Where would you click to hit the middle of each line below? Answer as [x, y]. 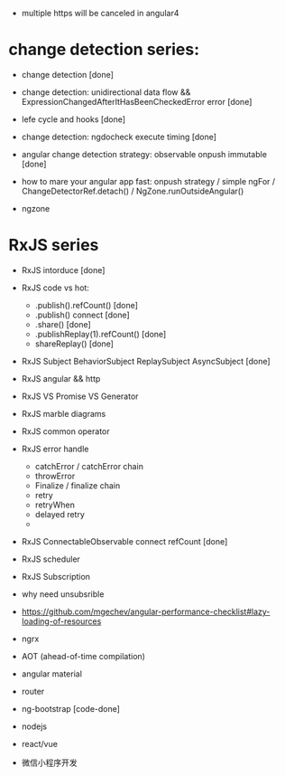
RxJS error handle [55, 449]
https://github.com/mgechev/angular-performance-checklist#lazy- [146, 611]
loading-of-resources [61, 621]
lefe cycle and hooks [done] [74, 119]
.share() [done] [63, 324]
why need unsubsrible [63, 594]
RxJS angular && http [61, 378]
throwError [55, 476]
